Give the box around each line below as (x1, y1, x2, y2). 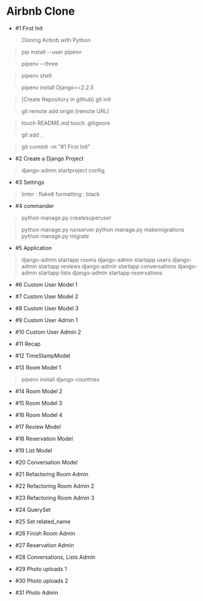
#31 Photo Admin (15, 589, 59, 596)
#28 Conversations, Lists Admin (15, 553, 96, 561)
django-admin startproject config (21, 166, 105, 174)
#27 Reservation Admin (15, 541, 74, 548)
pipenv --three (21, 60, 59, 67)
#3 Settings (15, 179, 45, 186)
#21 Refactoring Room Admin (15, 470, 89, 477)
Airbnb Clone (6, 4, 75, 18)
